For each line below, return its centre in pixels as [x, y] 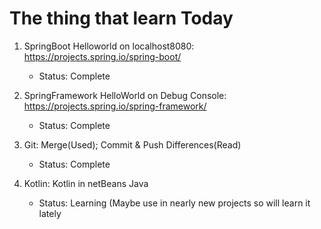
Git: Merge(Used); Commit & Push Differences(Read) [132, 144]
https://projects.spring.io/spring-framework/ [115, 106]
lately [50, 213]
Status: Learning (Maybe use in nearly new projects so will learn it [174, 203]
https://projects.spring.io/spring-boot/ [102, 56]
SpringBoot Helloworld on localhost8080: [109, 46]
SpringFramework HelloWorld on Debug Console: [125, 95]
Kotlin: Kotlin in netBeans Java [86, 183]
